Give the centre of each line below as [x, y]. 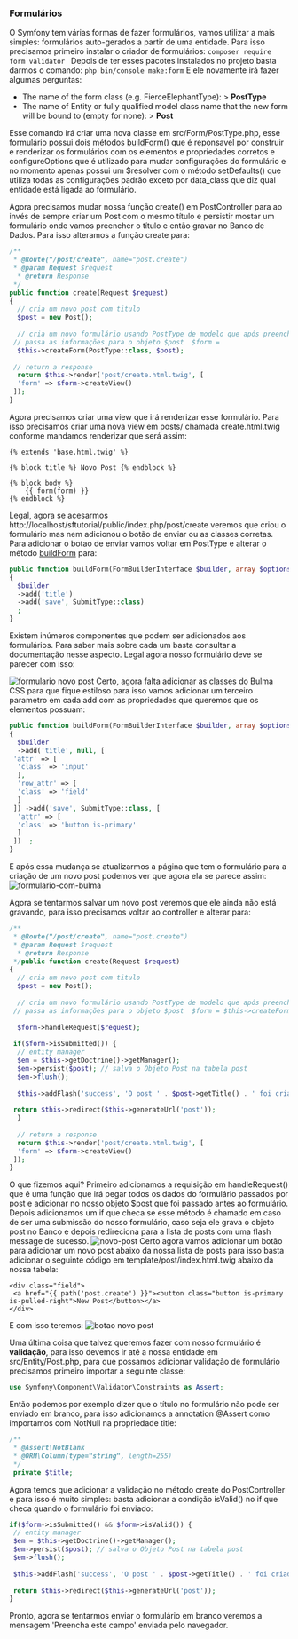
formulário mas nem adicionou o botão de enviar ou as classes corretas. [141, 534]
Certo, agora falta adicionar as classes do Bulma [184, 681]
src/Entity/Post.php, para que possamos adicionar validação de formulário [145, 1362]
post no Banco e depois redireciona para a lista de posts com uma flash [140, 1231]
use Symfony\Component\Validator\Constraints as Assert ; [117, 1388]
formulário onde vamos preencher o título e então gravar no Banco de [137, 226]
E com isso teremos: [47, 1326]
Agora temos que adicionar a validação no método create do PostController [147, 1489]
